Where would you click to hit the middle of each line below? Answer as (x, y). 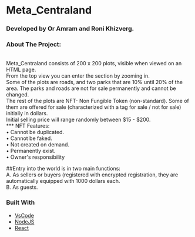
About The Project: (34, 45)
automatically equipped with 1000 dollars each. (63, 181)
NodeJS (24, 222)
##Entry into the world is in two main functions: (63, 169)
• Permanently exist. (31, 151)
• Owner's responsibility (36, 157)
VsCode (24, 215)
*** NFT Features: (28, 126)
